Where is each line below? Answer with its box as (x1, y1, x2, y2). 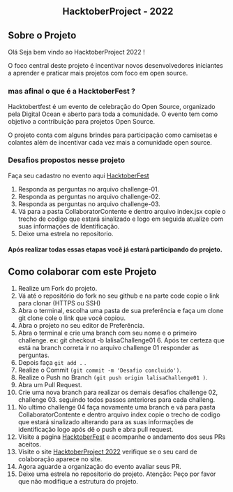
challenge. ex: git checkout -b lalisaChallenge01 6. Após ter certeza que (17, 336, 225, 345)
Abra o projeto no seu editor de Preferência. (17, 321, 145, 330)
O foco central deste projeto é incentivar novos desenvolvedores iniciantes (8, 61, 223, 70)
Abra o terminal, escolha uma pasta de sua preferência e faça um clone (17, 307, 224, 315)
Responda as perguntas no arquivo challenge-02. (17, 192, 161, 201)
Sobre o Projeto (8, 29, 77, 41)
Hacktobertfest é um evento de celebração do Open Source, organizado (8, 102, 216, 110)
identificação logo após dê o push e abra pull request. (17, 426, 174, 434)
